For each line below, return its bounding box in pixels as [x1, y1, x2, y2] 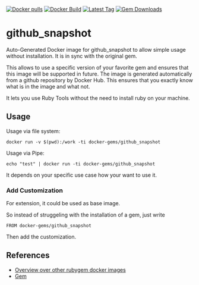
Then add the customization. [6, 233, 77, 240]
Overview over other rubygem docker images [14, 266, 126, 273]
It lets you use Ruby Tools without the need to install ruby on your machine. [6, 94, 190, 101]
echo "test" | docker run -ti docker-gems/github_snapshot [6, 161, 156, 167]
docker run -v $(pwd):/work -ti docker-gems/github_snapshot [6, 139, 161, 145]
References [6, 250, 50, 261]
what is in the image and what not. [6, 83, 90, 90]
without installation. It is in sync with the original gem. [6, 52, 138, 59]
